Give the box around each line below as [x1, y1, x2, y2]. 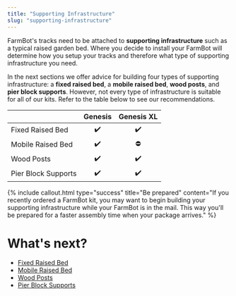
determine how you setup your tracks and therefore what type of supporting [7, 51, 230, 60]
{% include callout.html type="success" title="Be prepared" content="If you [7, 188, 230, 197]
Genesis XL [118, 111, 158, 121]
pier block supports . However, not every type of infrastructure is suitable [7, 87, 221, 96]
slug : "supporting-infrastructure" [7, 17, 112, 24]
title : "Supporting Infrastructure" [7, 10, 115, 18]
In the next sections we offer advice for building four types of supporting [7, 72, 219, 81]
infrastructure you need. [7, 58, 78, 67]
